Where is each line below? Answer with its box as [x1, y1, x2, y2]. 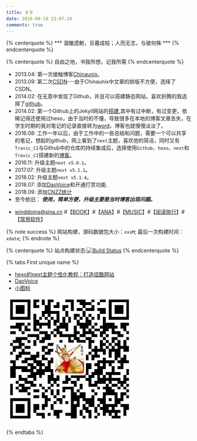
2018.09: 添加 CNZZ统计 [14, 188, 72, 195]
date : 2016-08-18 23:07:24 [6, 15, 72, 22]
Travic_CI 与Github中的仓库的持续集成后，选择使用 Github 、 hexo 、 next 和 [14, 144, 190, 151]
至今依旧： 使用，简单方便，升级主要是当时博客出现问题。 [14, 196, 156, 203]
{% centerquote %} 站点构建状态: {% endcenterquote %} [6, 247, 179, 254]
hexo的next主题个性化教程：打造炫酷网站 [14, 271, 115, 278]
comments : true [6, 22, 44, 28]
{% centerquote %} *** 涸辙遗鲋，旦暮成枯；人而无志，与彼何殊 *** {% [6, 39, 179, 47]
